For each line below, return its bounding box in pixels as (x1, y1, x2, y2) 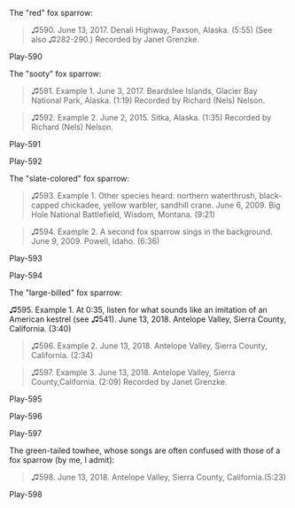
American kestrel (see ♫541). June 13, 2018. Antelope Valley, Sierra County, (9, 314, 286, 324)
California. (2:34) (30, 350, 94, 360)
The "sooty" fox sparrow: (9, 68, 102, 79)
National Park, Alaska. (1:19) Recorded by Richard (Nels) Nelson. (30, 95, 266, 106)
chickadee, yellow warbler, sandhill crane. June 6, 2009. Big (60, 199, 281, 210)
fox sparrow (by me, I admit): (9, 455, 115, 465)
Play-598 (9, 489, 43, 499)
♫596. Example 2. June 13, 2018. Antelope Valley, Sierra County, (30, 340, 268, 351)
